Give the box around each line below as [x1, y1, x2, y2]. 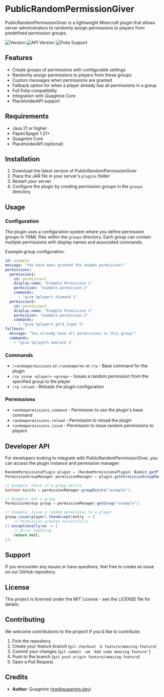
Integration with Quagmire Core [12, 93, 76, 98]
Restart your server [12, 178, 51, 184]
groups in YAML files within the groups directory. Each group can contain [5, 234, 151, 240]
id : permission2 [14, 304, 47, 309]
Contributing [5, 616, 45, 624]
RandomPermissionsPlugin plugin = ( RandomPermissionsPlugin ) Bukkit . [5, 470, 150, 475]
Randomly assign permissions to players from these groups [12, 72, 132, 78]
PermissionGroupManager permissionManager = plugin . [5, 474, 115, 479]
